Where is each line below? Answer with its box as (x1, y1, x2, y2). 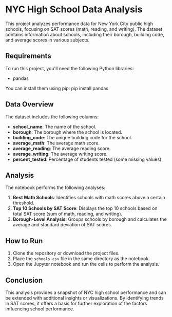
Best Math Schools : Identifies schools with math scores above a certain (12, 195, 165, 201)
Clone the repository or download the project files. (12, 250, 120, 257)
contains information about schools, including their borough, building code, (5, 31, 164, 37)
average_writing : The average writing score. (12, 151, 108, 157)
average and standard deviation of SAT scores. (12, 222, 112, 228)
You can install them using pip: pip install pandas (5, 85, 109, 91)
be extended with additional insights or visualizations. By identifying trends (5, 295, 164, 301)
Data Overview (5, 100, 54, 109)
